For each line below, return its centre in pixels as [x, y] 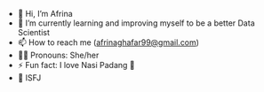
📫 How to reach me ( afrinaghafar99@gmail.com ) [108, 42]
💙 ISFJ [29, 78]
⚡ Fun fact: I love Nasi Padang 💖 [76, 65]
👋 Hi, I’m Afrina [45, 14]
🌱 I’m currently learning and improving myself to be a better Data [136, 23]
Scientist [34, 32]
